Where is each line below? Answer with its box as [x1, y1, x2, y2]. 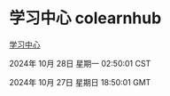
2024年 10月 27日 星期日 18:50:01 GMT [9, 76, 151, 87]
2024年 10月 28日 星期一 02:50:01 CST [9, 58, 151, 68]
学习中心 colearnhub [9, 8, 162, 28]
